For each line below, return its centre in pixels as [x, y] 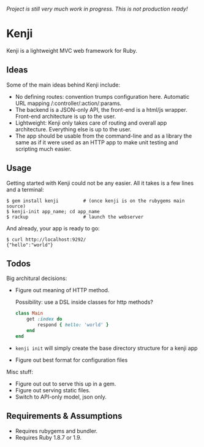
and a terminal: [25, 189]
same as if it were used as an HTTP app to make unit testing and [96, 142]
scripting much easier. [43, 149]
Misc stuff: [20, 371]
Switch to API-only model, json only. [61, 397]
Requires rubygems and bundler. [56, 431]
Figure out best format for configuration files [71, 360]
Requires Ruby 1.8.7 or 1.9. [48, 437]
